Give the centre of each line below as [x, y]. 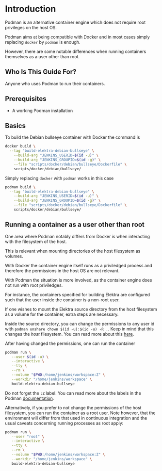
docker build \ [20, 146]
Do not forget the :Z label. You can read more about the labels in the [73, 393]
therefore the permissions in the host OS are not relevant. [62, 271]
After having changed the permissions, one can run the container [70, 343]
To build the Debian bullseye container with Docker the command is [73, 137]
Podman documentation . [30, 398]
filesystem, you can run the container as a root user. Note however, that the [80, 413]
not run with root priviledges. [34, 285]
